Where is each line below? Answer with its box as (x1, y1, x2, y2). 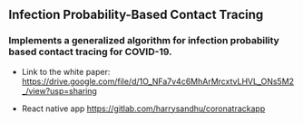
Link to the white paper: (21, 66, 111, 77)
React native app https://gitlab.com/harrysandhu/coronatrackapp (21, 103, 266, 114)
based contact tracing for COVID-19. (8, 45, 173, 58)
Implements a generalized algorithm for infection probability (8, 34, 280, 47)
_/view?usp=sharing (21, 85, 97, 96)
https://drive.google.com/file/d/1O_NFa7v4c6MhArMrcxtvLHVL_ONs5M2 (21, 76, 295, 87)
